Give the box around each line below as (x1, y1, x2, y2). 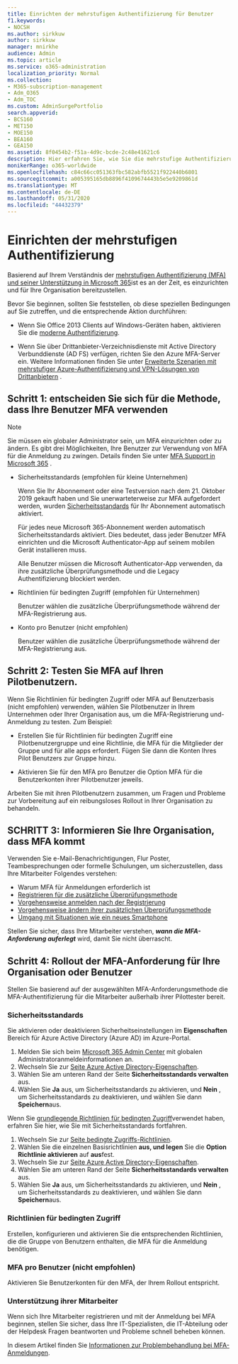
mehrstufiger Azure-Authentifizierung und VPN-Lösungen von (17, 365, 200, 373)
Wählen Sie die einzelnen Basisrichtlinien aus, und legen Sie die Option (17, 1143, 227, 1151)
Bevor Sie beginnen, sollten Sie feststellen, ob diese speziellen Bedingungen (7, 299, 230, 308)
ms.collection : (7, 76, 52, 84)
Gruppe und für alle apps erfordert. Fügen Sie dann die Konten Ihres (17, 746, 217, 755)
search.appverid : (7, 109, 59, 116)
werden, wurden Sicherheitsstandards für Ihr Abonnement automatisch (17, 501, 225, 510)
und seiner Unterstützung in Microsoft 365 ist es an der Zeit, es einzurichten (7, 278, 229, 287)
